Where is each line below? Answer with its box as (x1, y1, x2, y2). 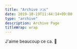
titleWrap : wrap (5, 25, 38, 30)
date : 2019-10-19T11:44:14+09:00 (5, 12, 73, 16)
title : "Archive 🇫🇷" (5, 7, 48, 12)
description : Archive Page (5, 20, 60, 26)
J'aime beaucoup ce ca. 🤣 (5, 38, 57, 44)
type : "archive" (5, 16, 38, 21)
